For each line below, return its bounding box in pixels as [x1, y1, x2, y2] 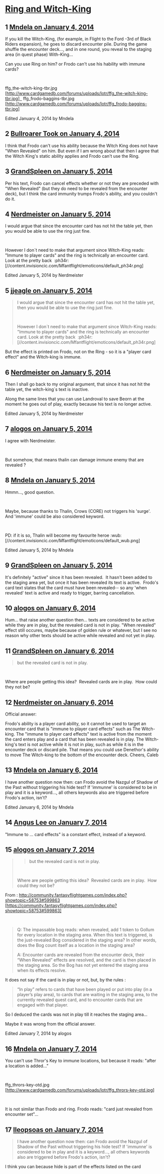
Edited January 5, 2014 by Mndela [5, 547, 74, 553]
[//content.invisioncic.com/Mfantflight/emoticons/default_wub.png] [5, 537, 141, 543]
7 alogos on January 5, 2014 [5, 425, 93, 433]
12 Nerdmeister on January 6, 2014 [5, 698, 114, 706]
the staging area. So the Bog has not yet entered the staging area [17, 962, 149, 968]
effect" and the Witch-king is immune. [5, 354, 82, 360]
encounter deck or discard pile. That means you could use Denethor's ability [5, 746, 159, 752]
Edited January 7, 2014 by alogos [5, 1030, 72, 1036]
